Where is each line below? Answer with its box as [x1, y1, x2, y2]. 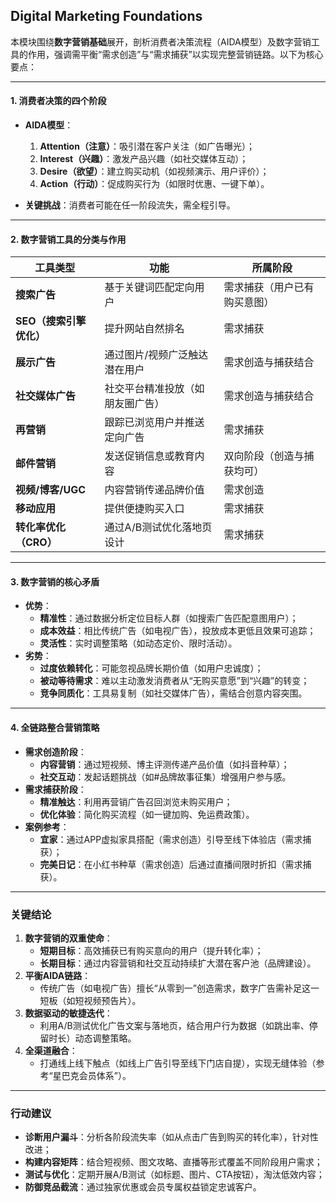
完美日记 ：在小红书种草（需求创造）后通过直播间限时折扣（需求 [39, 858, 303, 870]
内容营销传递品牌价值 [104, 483, 205, 497]
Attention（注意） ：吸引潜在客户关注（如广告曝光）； [39, 140, 255, 153]
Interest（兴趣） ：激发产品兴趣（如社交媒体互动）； [39, 153, 249, 165]
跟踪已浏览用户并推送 [104, 415, 205, 429]
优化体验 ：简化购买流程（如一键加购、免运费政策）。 [39, 808, 255, 820]
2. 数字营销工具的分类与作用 [10, 233, 127, 245]
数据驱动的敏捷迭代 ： [24, 1007, 113, 1019]
